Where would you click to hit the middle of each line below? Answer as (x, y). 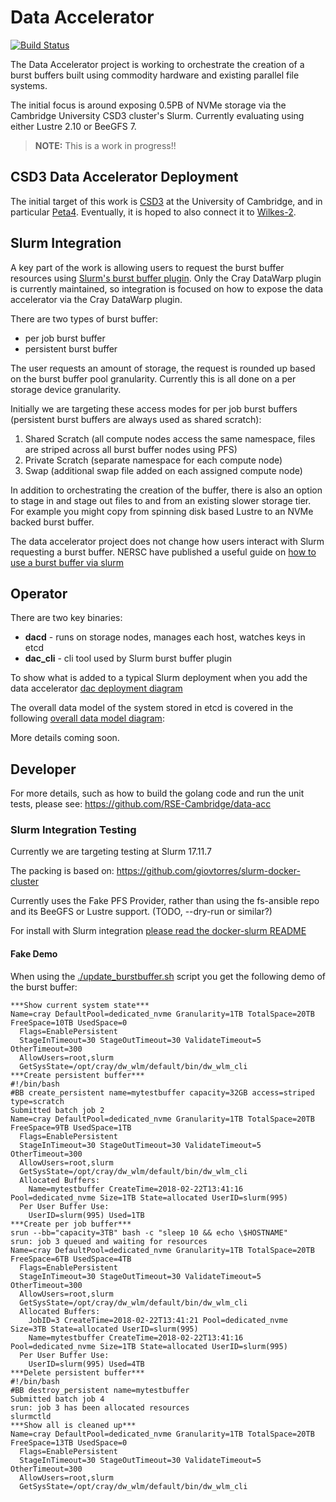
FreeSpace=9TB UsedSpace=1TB (71, 1127)
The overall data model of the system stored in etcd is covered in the (152, 708)
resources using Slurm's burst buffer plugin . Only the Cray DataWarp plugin (166, 278)
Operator (39, 593)
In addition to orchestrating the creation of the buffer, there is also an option (166, 490)
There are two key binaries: (66, 618)
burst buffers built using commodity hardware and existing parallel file (155, 75)
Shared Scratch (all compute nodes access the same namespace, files (170, 438)
